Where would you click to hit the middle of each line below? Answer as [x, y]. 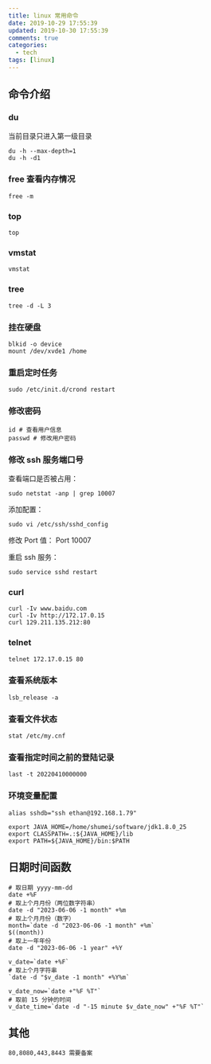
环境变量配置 [33, 796]
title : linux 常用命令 [43, 16]
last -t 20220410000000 [48, 775]
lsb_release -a [33, 698]
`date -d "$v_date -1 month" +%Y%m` [69, 977]
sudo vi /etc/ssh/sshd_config [59, 524]
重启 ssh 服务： [33, 557]
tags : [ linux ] [32, 61]
